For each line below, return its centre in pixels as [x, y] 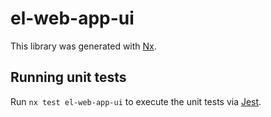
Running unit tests [68, 77]
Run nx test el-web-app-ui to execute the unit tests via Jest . [136, 101]
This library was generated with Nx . [83, 46]
